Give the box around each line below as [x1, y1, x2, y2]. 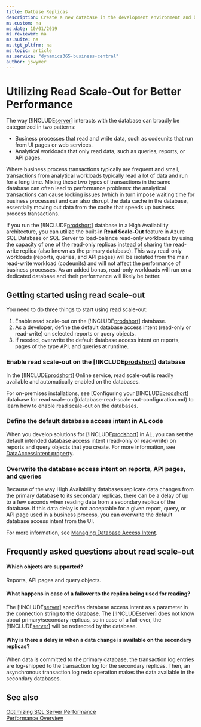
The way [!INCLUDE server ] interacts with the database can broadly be [6, 117, 180, 124]
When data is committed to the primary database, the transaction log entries [6, 656, 194, 663]
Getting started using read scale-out [6, 290, 145, 300]
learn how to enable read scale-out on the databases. [6, 402, 139, 409]
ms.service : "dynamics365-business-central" [6, 53, 119, 59]
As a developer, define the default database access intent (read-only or [14, 324, 191, 331]
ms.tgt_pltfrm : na [6, 42, 52, 48]
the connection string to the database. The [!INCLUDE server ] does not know [6, 610, 195, 617]
